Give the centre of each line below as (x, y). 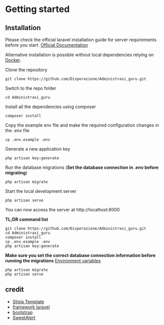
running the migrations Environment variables (53, 261)
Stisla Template (28, 301)
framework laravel (31, 307)
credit (14, 290)
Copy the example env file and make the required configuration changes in (82, 125)
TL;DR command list (27, 219)
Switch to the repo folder (31, 88)
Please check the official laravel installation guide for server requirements (81, 40)
